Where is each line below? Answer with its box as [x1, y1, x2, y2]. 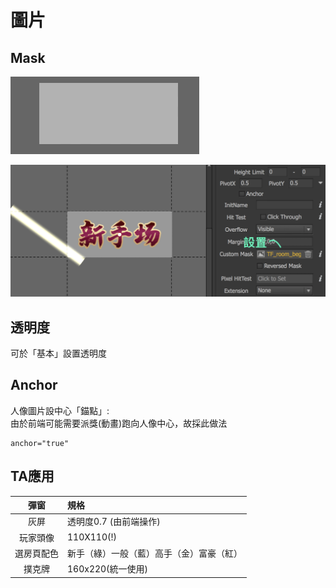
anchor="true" [10, 438, 70, 448]
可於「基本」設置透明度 [10, 347, 107, 359]
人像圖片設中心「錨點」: [10, 404, 110, 416]
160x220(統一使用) [67, 563, 149, 575]
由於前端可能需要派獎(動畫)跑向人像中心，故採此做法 [10, 417, 228, 429]
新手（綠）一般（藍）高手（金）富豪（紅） [67, 547, 243, 559]
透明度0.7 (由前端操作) [67, 516, 161, 528]
